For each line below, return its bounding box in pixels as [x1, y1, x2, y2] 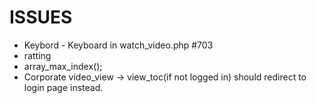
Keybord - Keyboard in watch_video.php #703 [23, 39, 214, 51]
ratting [23, 49, 52, 61]
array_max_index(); [23, 60, 103, 72]
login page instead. [23, 81, 104, 93]
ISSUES [9, 6, 73, 29]
